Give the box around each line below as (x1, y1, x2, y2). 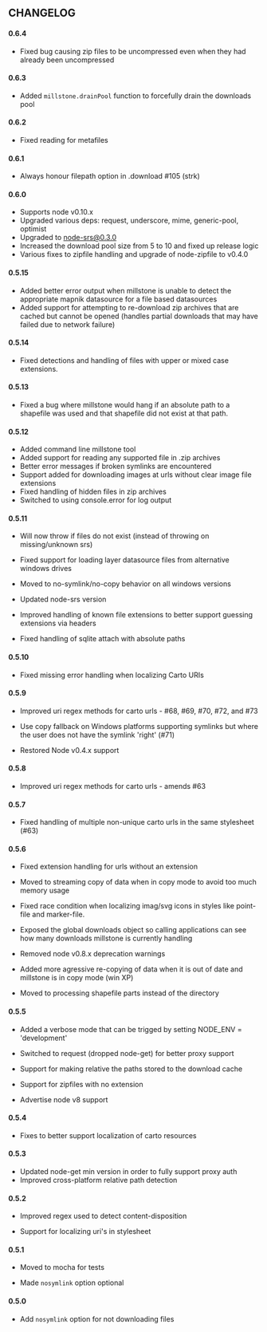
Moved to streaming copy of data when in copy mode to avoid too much (19, 877, 257, 887)
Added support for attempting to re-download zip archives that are (19, 302, 239, 312)
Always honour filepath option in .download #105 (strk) (19, 171, 201, 181)
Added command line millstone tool (19, 444, 136, 454)
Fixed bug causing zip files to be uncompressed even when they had (19, 46, 246, 56)
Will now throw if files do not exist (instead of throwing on (19, 531, 210, 541)
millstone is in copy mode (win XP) (19, 973, 134, 983)
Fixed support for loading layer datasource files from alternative (19, 555, 230, 565)
